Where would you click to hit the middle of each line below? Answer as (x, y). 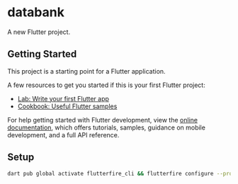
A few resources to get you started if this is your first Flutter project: (106, 85)
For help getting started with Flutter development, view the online (103, 120)
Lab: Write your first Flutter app (63, 98)
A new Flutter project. (39, 32)
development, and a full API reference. (63, 134)
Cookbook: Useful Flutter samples (67, 106)
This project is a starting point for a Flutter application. (86, 71)
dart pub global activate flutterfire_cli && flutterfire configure (110, 173)
